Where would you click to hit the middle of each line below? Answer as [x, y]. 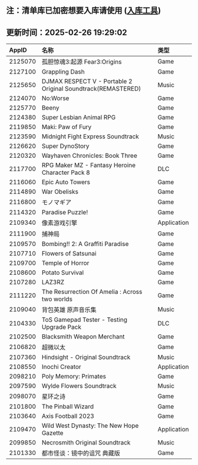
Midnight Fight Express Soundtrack [90, 137]
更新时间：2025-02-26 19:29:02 [67, 32]
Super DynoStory [65, 146]
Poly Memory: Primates [74, 377]
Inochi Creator [61, 367]
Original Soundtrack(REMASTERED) [91, 89]
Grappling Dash [63, 72]
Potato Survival [63, 273]
